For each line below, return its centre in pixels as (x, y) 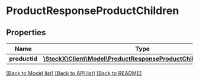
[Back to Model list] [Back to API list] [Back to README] (74, 73)
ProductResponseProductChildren (93, 11)
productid (23, 59)
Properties (26, 33)
